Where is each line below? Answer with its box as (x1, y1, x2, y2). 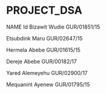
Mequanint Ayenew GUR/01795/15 (6, 81, 90, 88)
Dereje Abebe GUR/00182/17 (6, 58, 77, 65)
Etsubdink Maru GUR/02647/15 (6, 35, 83, 42)
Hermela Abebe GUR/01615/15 (6, 46, 81, 54)
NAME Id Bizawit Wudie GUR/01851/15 (6, 23, 101, 30)
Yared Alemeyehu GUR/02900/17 (6, 69, 88, 76)
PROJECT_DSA (6, 4, 83, 17)
